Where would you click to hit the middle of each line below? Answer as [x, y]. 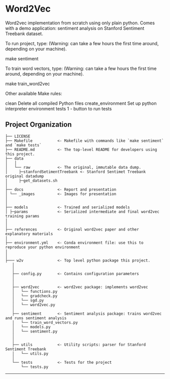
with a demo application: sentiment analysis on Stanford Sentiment [75, 28]
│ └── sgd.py [28, 300]
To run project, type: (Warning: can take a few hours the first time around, [82, 43]
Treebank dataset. [24, 33]
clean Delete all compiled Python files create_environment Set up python [81, 103]
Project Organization [38, 125]
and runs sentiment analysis [36, 318]
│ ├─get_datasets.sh [31, 180]
